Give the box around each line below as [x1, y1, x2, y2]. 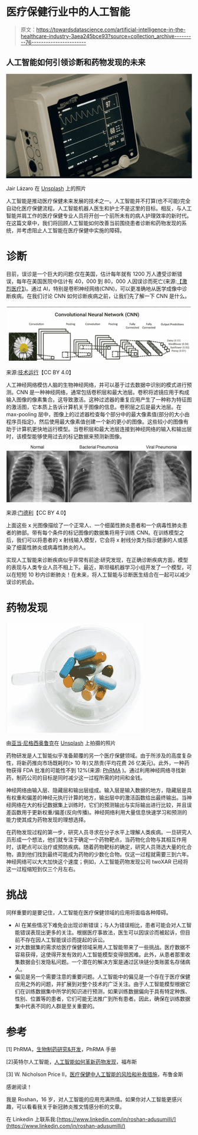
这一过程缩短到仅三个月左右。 [6, 865, 78, 873]
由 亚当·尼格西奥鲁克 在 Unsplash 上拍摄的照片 [6, 739, 116, 746]
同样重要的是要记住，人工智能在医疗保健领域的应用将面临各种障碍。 [6, 909, 171, 916]
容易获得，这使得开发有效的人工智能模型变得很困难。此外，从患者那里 [14, 950, 186, 958]
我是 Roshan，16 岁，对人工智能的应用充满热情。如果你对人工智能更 [6, 1096, 172, 1103]
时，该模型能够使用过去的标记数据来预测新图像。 [6, 433, 125, 440]
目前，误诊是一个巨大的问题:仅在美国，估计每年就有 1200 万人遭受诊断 [6, 271, 177, 278]
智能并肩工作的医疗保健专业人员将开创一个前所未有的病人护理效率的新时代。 [6, 212, 192, 219]
